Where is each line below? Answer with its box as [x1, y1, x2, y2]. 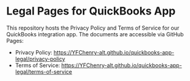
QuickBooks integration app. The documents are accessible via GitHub [6, 30, 184, 37]
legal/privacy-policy [15, 55, 66, 62]
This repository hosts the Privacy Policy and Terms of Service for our [6, 24, 180, 31]
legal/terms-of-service [15, 68, 72, 75]
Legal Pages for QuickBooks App [6, 4, 176, 18]
